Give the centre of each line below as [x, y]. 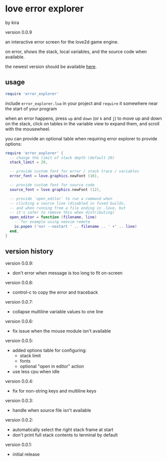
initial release [26, 455]
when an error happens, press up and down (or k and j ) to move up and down [83, 118]
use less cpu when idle [36, 372]
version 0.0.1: [19, 445]
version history [29, 251]
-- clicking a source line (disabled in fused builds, [68, 203]
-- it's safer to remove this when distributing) [62, 213]
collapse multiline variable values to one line [58, 312]
